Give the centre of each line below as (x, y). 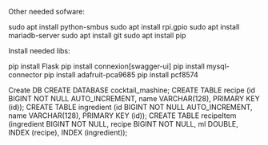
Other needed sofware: (47, 12)
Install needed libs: (39, 51)
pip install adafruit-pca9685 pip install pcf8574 (121, 74)
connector (25, 74)
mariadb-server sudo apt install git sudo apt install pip (97, 35)
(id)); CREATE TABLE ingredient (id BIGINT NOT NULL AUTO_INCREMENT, (131, 107)
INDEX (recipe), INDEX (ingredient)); (68, 132)
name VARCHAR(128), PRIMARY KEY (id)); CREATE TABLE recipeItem (122, 116)
